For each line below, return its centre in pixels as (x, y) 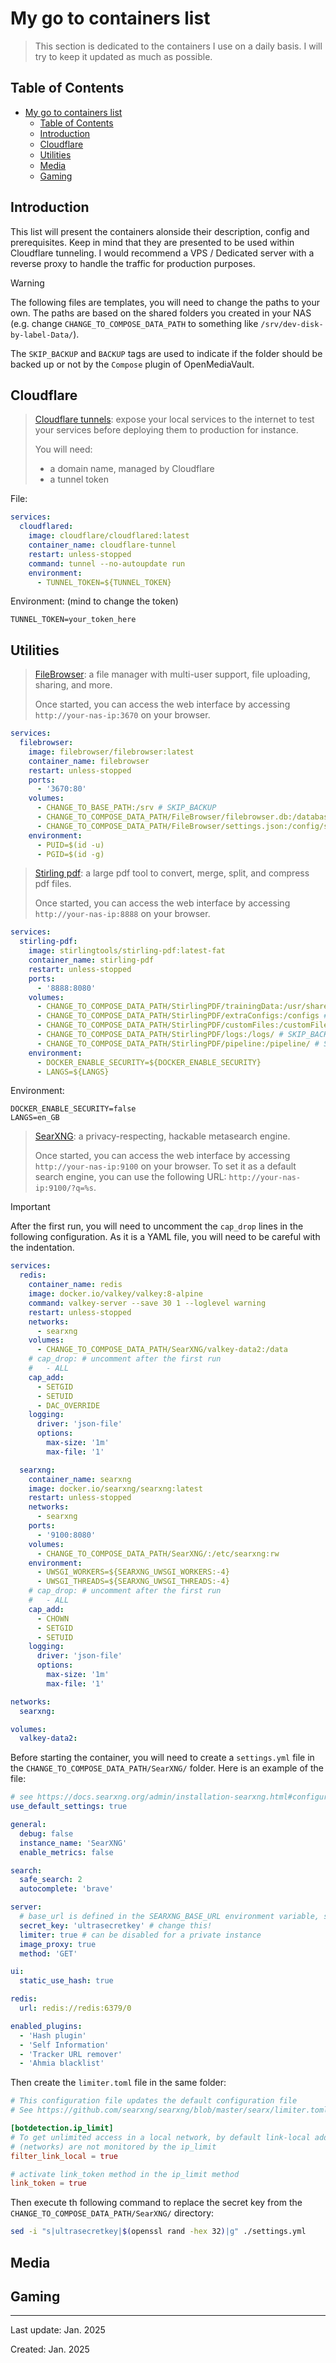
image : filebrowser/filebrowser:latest (111, 752)
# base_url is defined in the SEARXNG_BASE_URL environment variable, (169, 1917)
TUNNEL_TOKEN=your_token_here (73, 620)
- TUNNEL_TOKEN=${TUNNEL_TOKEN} (104, 582)
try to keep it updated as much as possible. (123, 56)
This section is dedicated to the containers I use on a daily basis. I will (178, 46)
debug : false (46, 1833)
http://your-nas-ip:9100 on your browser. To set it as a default (165, 1166)
